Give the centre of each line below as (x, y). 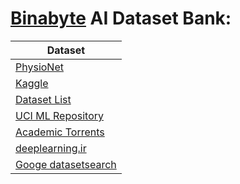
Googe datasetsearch (66, 164)
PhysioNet (39, 67)
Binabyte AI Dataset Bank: (121, 18)
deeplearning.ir (51, 148)
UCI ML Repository (60, 115)
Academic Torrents (60, 132)
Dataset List (43, 99)
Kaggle (32, 83)
